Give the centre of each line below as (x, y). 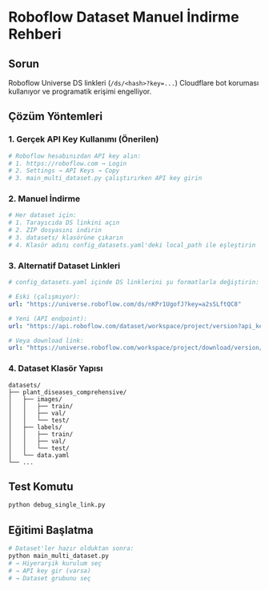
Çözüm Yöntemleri (55, 116)
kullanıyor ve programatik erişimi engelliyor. (80, 91)
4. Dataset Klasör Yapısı (56, 368)
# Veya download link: (46, 340)
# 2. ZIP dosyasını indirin (55, 231)
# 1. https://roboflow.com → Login (68, 163)
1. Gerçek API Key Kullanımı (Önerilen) (84, 139)
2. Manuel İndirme (44, 199)
